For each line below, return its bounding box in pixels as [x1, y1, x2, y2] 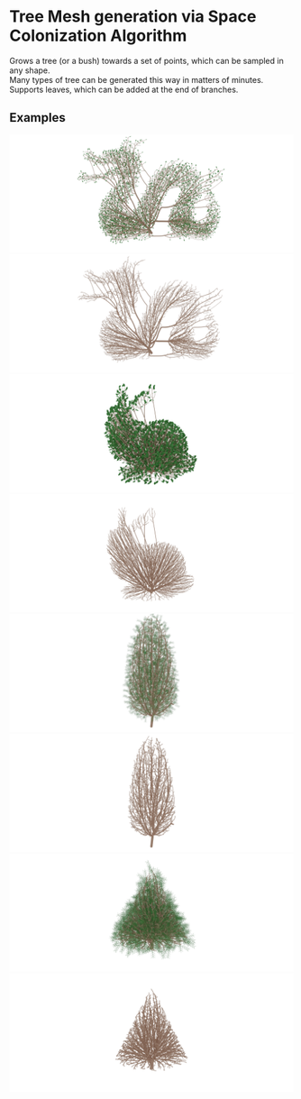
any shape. [9, 65, 51, 76]
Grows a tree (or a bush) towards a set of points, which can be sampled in [9, 55, 284, 66]
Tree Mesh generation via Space [9, 6, 257, 27]
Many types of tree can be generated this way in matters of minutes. [9, 74, 264, 85]
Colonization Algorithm [9, 25, 187, 46]
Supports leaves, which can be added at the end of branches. [9, 84, 239, 95]
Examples [9, 110, 66, 125]
